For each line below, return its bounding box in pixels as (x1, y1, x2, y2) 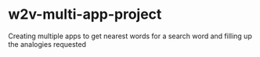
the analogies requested (8, 39, 86, 48)
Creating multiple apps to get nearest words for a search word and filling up (8, 31, 252, 41)
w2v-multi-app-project (8, 5, 162, 23)
